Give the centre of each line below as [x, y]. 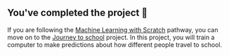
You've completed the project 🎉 [78, 13]
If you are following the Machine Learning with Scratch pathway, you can [113, 29]
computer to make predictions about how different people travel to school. [115, 44]
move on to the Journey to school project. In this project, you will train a [111, 37]
